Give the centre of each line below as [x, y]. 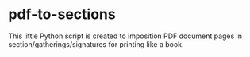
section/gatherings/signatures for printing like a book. [96, 44]
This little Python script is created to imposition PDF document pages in [125, 36]
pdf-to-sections [62, 14]
